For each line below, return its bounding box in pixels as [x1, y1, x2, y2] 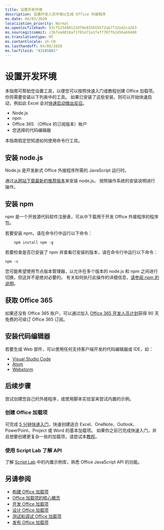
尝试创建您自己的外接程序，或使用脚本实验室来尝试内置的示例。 [5, 396, 134, 401]
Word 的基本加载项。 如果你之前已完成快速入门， [53, 427, 153, 433]
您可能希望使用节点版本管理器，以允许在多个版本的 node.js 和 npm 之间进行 [5, 268, 158, 274]
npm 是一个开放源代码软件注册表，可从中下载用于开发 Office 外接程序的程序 [5, 214, 159, 220]
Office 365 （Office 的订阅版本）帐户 [12, 121, 87, 127]
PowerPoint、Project [5, 427, 47, 433]
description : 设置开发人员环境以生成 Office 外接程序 [5, 12, 106, 17]
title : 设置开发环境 [5, 7, 43, 12]
